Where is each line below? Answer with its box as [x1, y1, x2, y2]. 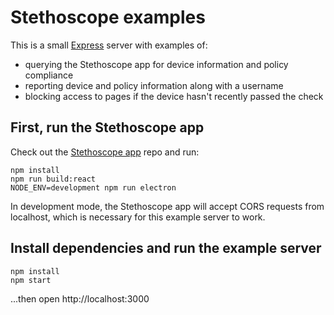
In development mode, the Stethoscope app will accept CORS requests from [10, 200, 325, 212]
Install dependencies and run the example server [10, 240, 322, 257]
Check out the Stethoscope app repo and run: [10, 146, 200, 158]
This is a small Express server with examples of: [10, 39, 208, 51]
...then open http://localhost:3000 [10, 292, 150, 305]
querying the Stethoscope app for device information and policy [24, 58, 289, 70]
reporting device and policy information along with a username [24, 79, 284, 91]
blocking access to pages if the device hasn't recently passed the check [24, 90, 324, 102]
